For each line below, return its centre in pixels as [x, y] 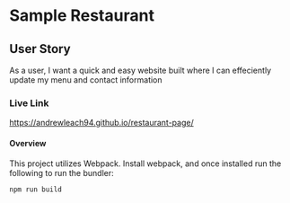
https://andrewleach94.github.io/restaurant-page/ [102, 123]
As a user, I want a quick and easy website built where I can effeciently [141, 70]
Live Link [29, 102]
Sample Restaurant [82, 16]
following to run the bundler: [62, 172]
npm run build [36, 190]
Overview [28, 143]
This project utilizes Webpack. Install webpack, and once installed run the [145, 163]
